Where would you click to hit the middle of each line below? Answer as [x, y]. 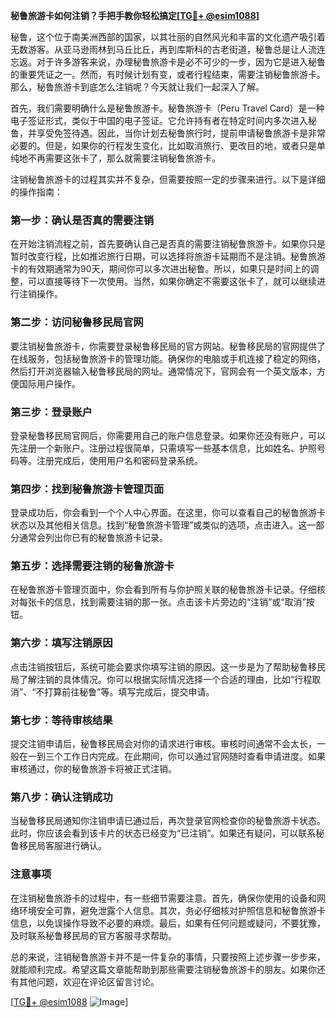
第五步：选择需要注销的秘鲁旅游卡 [92, 566]
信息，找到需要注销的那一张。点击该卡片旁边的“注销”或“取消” [180, 602]
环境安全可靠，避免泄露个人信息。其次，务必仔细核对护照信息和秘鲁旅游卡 [172, 910]
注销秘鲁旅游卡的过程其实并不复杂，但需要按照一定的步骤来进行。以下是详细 [168, 179]
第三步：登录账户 [51, 412]
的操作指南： [36, 192]
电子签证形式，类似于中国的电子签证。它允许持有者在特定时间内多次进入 [159, 120]
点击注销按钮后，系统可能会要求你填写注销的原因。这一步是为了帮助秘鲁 [159, 666]
